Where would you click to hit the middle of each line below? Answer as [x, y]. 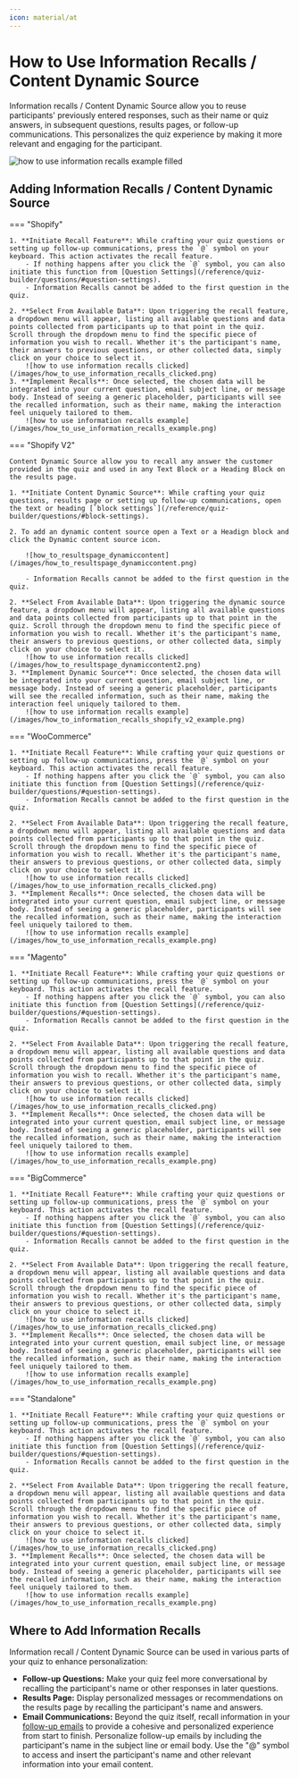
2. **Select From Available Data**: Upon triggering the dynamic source [147, 603]
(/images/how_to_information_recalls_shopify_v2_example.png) [127, 720]
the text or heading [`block [63, 509]
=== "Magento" [38, 957]
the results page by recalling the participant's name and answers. [142, 1707]
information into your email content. [87, 1765]
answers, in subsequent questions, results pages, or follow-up [124, 124]
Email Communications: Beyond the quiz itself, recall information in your [156, 1717]
